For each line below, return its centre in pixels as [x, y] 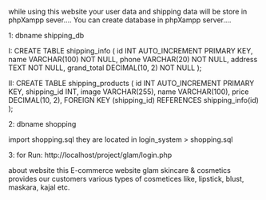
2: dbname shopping [42, 124]
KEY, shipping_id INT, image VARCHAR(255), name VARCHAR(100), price [129, 92]
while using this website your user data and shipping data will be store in [128, 12]
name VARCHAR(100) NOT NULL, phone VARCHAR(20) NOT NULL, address [133, 59]
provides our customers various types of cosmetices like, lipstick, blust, [126, 179]
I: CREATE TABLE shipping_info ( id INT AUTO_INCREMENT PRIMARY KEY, [131, 51]
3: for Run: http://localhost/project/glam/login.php [90, 155]
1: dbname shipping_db [46, 35]
